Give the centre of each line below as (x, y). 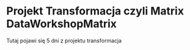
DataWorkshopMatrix (62, 24)
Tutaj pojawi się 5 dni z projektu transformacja (64, 40)
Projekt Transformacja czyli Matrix (95, 11)
